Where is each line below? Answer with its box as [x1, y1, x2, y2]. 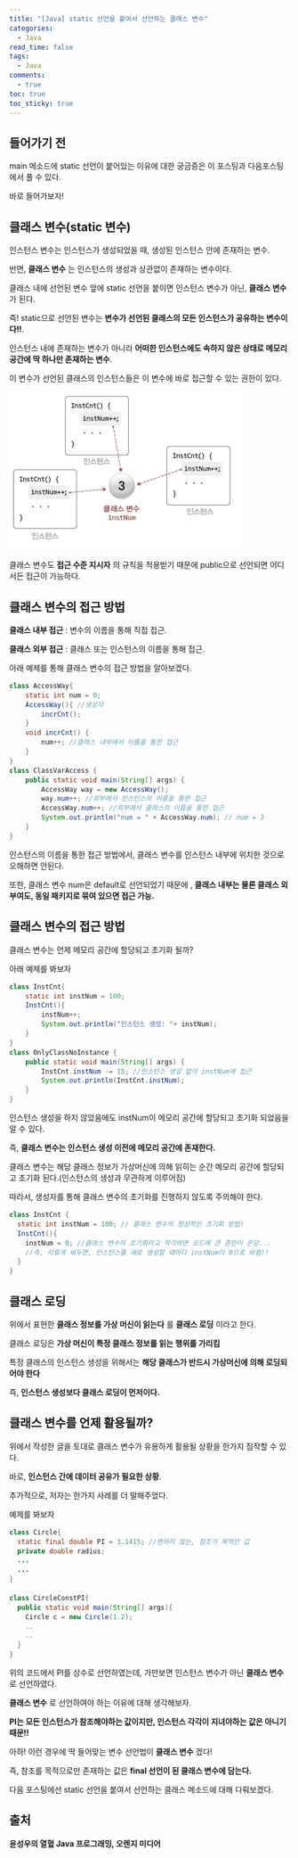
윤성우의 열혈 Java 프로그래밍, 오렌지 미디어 [9, 1837, 162, 1849]
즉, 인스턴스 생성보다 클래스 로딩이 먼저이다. [9, 1386, 160, 1397]
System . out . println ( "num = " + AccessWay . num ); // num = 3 [41, 813, 265, 822]
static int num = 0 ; [25, 691, 101, 700]
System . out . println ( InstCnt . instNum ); [41, 1076, 185, 1085]
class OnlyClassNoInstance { [9, 1048, 117, 1056]
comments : [9, 71, 46, 80]
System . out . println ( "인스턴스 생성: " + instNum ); [41, 1020, 218, 1029]
